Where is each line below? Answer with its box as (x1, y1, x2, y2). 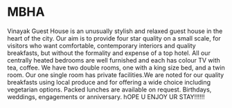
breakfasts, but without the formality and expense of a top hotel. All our (7, 49, 211, 57)
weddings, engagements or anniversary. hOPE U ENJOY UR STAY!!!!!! (7, 92, 206, 100)
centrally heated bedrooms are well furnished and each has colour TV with (7, 56, 220, 64)
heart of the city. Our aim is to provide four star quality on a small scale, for (7, 34, 222, 42)
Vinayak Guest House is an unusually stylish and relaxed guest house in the (7, 27, 223, 35)
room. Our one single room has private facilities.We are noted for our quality (7, 70, 224, 79)
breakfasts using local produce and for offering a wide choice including (7, 78, 211, 86)
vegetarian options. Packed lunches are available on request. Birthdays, (7, 85, 212, 94)
